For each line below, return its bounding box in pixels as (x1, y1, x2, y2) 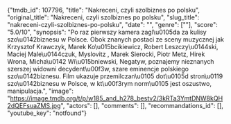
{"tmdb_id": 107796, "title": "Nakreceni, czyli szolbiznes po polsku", (7, 6, 200, 14)
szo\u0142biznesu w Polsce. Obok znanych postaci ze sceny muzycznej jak (7, 35, 224, 44)
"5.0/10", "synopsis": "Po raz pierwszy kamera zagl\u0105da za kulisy (7, 28, 207, 36)
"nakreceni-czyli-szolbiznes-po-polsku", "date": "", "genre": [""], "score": (7, 21, 219, 28)
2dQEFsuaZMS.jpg (7, 102, 61, 109)
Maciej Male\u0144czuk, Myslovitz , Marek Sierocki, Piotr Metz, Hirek (7, 50, 205, 58)
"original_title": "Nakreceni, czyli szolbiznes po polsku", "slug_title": (7, 13, 200, 21)
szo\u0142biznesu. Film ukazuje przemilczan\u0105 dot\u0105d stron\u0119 (7, 72, 223, 80)
